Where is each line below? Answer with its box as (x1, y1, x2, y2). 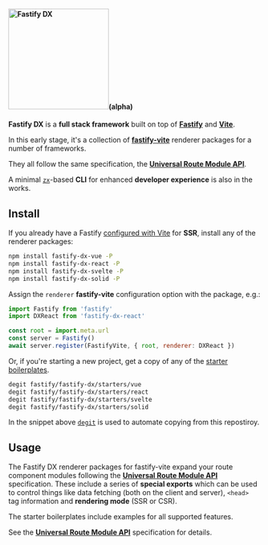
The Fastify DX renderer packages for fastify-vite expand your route (8, 462, 233, 472)
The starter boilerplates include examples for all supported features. (8, 512, 234, 522)
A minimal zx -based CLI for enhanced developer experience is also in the (8, 175, 253, 184)
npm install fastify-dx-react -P (8, 259, 120, 267)
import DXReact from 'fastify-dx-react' (8, 312, 146, 320)
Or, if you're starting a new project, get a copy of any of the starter (8, 356, 229, 365)
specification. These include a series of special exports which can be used (8, 479, 258, 489)
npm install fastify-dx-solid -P (8, 275, 120, 283)
